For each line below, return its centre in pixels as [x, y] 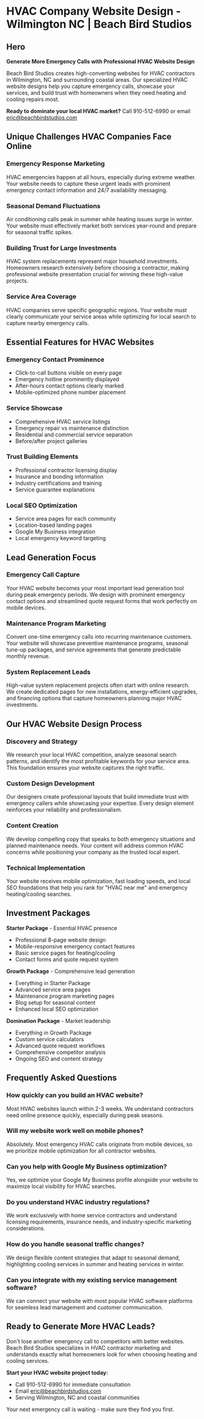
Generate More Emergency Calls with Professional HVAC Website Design [100, 61]
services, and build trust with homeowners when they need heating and [96, 93]
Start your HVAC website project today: [57, 1373]
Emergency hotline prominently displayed [67, 380]
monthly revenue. [28, 656]
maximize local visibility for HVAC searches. [62, 1186]
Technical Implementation [46, 868]
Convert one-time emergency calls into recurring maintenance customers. [99, 637]
